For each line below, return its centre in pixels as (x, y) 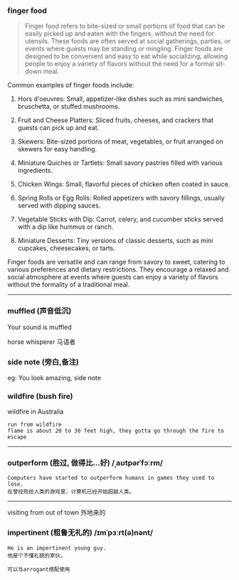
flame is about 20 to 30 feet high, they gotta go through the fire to (116, 431)
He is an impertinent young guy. (57, 548)
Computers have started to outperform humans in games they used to (111, 478)
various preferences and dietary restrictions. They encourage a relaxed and (118, 269)
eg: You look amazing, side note (54, 377)
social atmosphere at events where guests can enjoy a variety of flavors (113, 277)
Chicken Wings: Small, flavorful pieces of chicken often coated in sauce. (124, 184)
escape (17, 437)
